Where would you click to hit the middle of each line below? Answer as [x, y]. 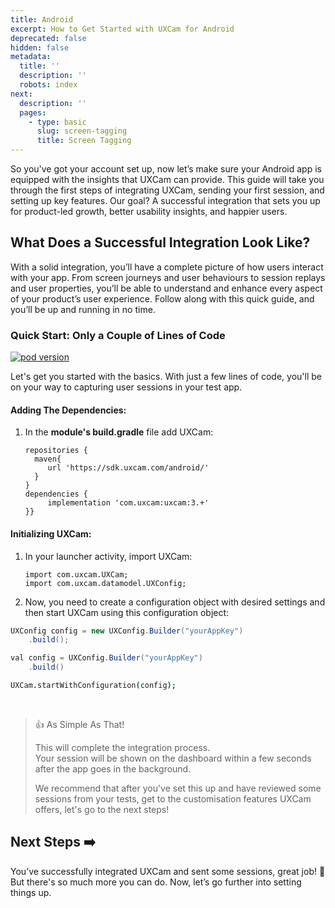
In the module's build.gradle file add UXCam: [119, 432]
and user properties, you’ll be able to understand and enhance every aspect [166, 288]
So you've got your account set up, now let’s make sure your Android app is [166, 169]
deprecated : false [48, 38]
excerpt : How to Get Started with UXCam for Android [122, 29]
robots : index [48, 85]
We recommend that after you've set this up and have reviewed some [178, 788]
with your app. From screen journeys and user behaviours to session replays [168, 277]
